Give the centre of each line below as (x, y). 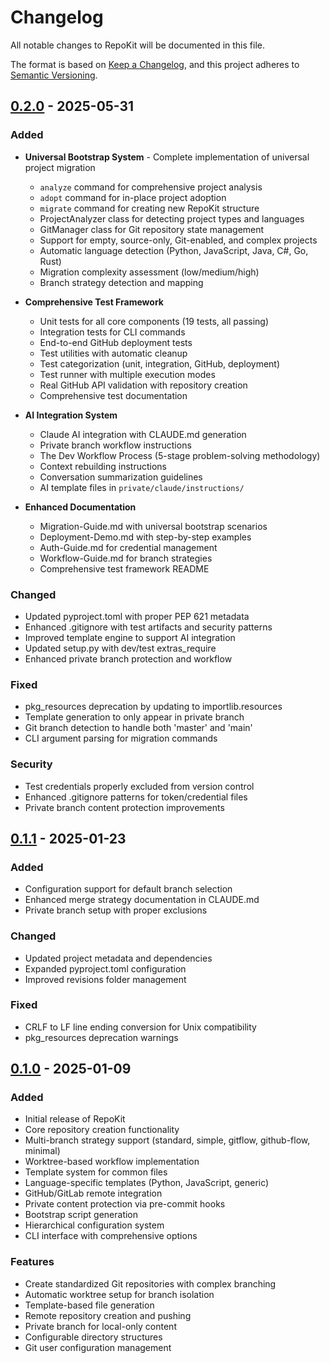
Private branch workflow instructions (115, 445)
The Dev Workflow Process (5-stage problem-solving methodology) (180, 455)
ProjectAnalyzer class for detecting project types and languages (172, 218)
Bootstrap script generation (81, 1215)
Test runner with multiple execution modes (127, 374)
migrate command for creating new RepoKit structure (149, 208)
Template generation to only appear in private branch (134, 717)
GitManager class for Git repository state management (152, 229)
